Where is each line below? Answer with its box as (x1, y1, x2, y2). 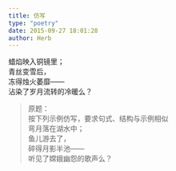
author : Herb (8, 34, 52, 42)
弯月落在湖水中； (27, 124, 85, 133)
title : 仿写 (8, 11, 46, 20)
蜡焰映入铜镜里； (8, 57, 65, 66)
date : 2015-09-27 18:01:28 (8, 26, 98, 34)
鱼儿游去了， (27, 133, 70, 144)
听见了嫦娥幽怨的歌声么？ (27, 153, 113, 164)
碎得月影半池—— (27, 144, 85, 153)
